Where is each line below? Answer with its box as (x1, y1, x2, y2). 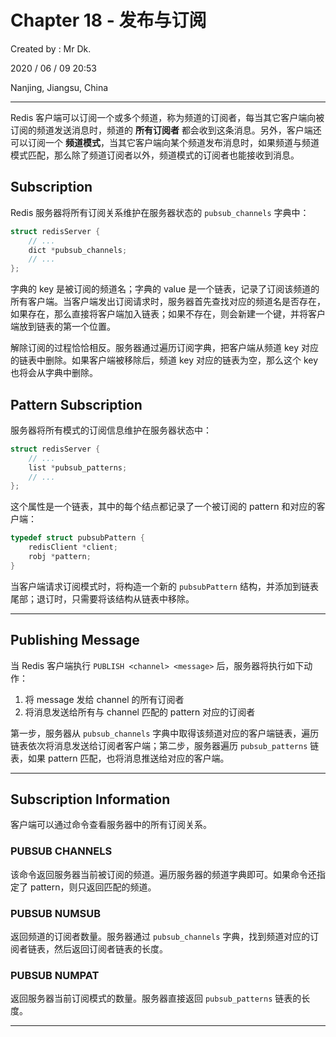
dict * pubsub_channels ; (28, 245, 128, 255)
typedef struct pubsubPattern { (10, 533, 145, 543)
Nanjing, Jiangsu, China (10, 81, 109, 93)
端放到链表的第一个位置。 (10, 321, 116, 333)
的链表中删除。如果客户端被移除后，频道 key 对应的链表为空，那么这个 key (10, 354, 319, 366)
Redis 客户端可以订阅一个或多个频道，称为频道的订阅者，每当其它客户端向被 (10, 111, 325, 123)
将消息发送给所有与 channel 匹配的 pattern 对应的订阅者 (24, 706, 256, 718)
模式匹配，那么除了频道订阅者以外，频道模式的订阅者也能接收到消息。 (10, 149, 300, 161)
